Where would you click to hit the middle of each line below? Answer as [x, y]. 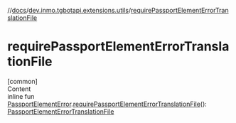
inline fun [21, 96]
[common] [22, 81]
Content [19, 89]
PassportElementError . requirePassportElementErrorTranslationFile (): [107, 104]
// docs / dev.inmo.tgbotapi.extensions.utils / [69, 10]
